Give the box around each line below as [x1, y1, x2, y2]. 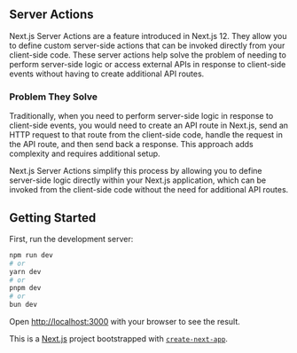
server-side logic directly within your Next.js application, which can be [9, 175, 267, 185]
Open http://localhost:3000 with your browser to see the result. [9, 317, 241, 327]
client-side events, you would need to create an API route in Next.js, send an [9, 120, 289, 131]
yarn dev [9, 267, 42, 276]
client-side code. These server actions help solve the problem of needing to [9, 49, 286, 60]
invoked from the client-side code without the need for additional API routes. [9, 184, 289, 195]
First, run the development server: [9, 233, 134, 244]
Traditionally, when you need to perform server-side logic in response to [9, 111, 274, 122]
